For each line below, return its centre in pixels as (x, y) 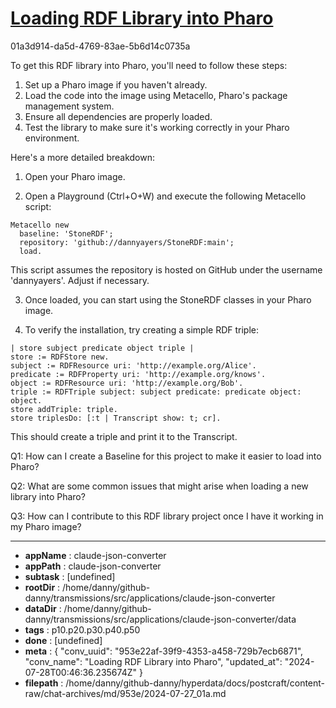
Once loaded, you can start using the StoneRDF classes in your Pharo (168, 299)
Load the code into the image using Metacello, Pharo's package (156, 95)
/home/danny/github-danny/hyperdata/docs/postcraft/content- (195, 683)
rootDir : (42, 587)
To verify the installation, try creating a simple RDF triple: (141, 329)
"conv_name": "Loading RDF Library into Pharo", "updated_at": (153, 661)
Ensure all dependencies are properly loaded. (118, 116)
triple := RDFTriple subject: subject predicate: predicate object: (156, 392)
